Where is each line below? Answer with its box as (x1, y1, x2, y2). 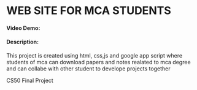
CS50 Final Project (6, 77, 53, 84)
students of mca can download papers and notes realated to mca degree (6, 58, 191, 66)
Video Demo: (6, 24, 41, 31)
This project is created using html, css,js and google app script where (6, 51, 183, 59)
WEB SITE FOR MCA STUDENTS (6, 4, 172, 18)
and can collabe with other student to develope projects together (6, 65, 171, 72)
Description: (6, 38, 39, 46)
